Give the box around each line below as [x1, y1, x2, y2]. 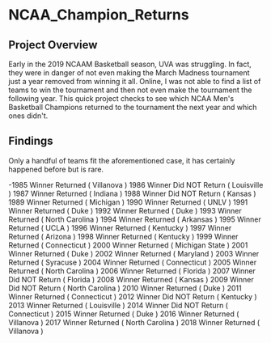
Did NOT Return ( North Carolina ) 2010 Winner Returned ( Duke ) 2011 [8, 283, 242, 293]
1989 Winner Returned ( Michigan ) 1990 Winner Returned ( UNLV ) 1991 [8, 197, 248, 207]
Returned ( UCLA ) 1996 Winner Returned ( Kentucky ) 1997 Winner [8, 222, 232, 232]
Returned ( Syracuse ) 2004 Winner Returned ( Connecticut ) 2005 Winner [8, 257, 257, 267]
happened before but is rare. [8, 164, 104, 174]
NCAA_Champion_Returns [8, 6, 189, 24]
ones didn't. [8, 111, 49, 121]
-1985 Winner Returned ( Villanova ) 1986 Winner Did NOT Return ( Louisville [8, 180, 264, 189]
